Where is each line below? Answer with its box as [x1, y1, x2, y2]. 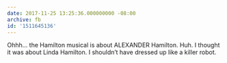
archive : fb [7, 16, 41, 23]
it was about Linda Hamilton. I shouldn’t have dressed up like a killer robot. [7, 48, 217, 56]
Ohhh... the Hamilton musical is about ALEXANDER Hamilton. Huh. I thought [7, 41, 220, 49]
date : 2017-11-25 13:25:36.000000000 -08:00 [7, 9, 136, 17]
